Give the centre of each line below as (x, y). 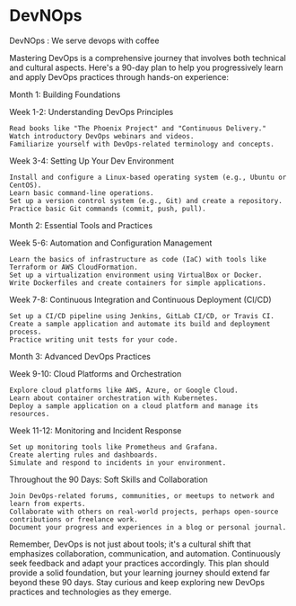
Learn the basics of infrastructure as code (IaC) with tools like (138, 259)
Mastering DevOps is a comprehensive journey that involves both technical (148, 58)
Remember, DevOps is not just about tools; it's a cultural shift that (130, 544)
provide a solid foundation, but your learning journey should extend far (140, 573)
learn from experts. (48, 504)
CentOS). (26, 185)
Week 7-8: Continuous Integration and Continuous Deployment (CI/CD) (140, 299)
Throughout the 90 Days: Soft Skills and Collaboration (109, 479)
